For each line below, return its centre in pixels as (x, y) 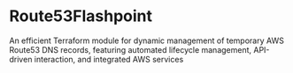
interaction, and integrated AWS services (109, 59)
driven (21, 59)
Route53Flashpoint (81, 16)
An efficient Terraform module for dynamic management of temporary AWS (147, 40)
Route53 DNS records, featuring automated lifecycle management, (131, 49)
